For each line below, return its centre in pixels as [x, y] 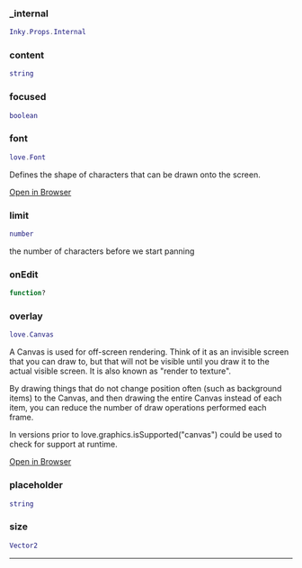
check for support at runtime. [64, 445]
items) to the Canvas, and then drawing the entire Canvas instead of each [146, 398]
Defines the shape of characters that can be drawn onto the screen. [135, 175]
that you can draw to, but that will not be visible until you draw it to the [139, 362]
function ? [28, 293]
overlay [26, 316]
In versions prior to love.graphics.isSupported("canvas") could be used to [146, 435]
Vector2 [24, 545]
